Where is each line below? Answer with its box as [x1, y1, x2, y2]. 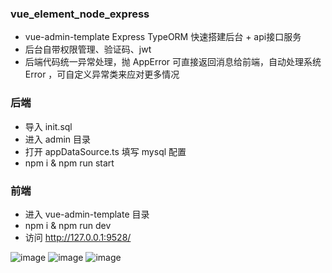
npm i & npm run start [24, 157, 115, 169]
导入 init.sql [24, 120, 73, 132]
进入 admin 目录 [24, 133, 92, 145]
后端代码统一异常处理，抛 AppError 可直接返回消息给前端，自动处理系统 [24, 56, 322, 68]
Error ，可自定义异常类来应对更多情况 [24, 68, 180, 81]
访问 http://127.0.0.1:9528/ [24, 231, 132, 243]
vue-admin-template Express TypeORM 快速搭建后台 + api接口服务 [24, 31, 302, 43]
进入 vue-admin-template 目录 [24, 208, 150, 220]
